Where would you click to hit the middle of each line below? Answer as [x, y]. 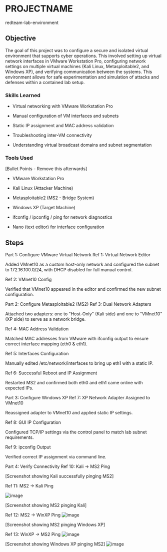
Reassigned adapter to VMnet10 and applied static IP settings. [69, 413]
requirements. [19, 437]
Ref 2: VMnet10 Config [28, 280]
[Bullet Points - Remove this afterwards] [46, 169]
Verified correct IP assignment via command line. [56, 457]
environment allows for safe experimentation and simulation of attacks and [82, 77]
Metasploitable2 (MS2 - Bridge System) [53, 198]
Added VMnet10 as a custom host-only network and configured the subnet [82, 264]
